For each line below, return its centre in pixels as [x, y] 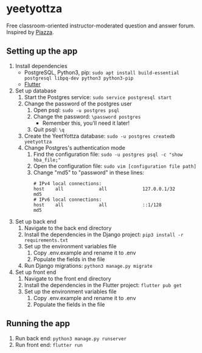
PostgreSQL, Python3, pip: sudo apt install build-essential [102, 72]
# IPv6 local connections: [68, 200]
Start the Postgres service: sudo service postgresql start [98, 97]
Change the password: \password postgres [87, 116]
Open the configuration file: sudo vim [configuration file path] [115, 166]
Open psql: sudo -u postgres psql [76, 110]
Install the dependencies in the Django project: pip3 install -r [104, 234]
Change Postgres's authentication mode [75, 147]
